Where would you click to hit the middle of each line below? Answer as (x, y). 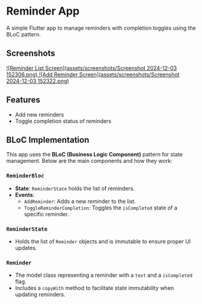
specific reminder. (46, 214)
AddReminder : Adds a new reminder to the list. (80, 201)
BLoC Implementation (48, 140)
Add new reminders (39, 114)
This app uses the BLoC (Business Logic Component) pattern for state (94, 154)
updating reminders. (40, 294)
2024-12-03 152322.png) (38, 81)
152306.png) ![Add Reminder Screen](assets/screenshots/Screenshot (93, 74)
